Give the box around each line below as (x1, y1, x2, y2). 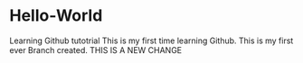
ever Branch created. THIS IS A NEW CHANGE (9, 44, 183, 55)
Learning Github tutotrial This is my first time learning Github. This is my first (9, 35, 294, 46)
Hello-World (9, 5, 103, 26)
